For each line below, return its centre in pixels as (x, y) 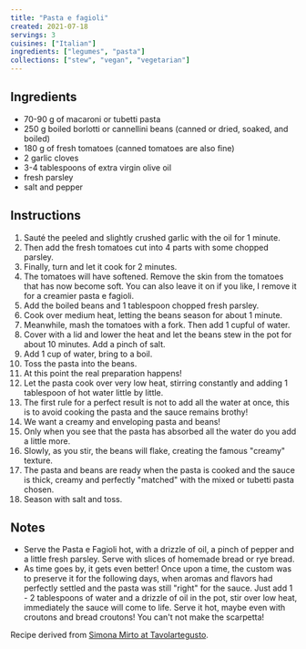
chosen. (39, 489)
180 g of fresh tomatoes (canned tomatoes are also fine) (129, 148)
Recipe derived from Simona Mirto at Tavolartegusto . (109, 635)
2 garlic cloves (51, 158)
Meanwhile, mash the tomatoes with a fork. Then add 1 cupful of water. (157, 324)
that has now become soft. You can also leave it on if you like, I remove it (160, 286)
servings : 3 (33, 35)
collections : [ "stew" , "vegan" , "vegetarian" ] (100, 60)
